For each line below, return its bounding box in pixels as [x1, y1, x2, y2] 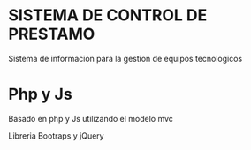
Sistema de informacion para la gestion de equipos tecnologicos [8, 53, 243, 64]
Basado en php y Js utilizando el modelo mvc [8, 113, 174, 124]
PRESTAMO [8, 24, 95, 44]
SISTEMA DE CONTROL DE [8, 5, 208, 26]
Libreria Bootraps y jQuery [8, 130, 104, 141]
